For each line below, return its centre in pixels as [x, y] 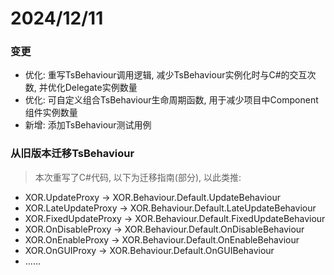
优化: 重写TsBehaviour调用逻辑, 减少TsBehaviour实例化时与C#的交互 [166, 75]
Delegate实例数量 [101, 88]
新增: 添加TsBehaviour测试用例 [88, 125]
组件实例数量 [51, 113]
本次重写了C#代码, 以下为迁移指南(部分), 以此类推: [138, 177]
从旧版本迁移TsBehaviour [72, 154]
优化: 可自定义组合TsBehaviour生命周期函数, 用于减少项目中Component [171, 100]
